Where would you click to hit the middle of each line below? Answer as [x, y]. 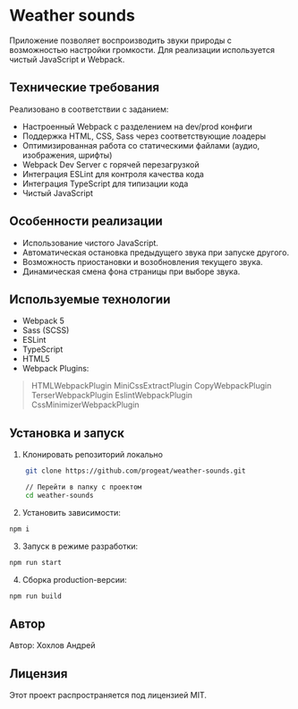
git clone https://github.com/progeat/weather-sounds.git [136, 471]
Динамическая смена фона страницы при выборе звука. [131, 271]
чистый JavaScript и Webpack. [67, 59]
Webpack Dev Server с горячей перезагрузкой [111, 164]
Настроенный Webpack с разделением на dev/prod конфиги [137, 126]
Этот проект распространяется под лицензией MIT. [108, 696]
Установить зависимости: [71, 512]
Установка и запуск [67, 433]
